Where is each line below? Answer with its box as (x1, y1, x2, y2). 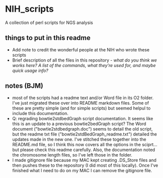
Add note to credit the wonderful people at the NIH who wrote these (12, 46, 150, 52)
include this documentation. (12, 110, 69, 116)
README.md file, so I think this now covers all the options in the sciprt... (12, 141, 158, 147)
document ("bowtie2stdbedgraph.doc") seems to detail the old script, (12, 126, 153, 132)
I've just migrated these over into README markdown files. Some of (12, 100, 149, 106)
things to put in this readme (5, 34, 91, 42)
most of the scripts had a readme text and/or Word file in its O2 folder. (12, 94, 154, 101)
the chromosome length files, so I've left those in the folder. (12, 152, 133, 157)
